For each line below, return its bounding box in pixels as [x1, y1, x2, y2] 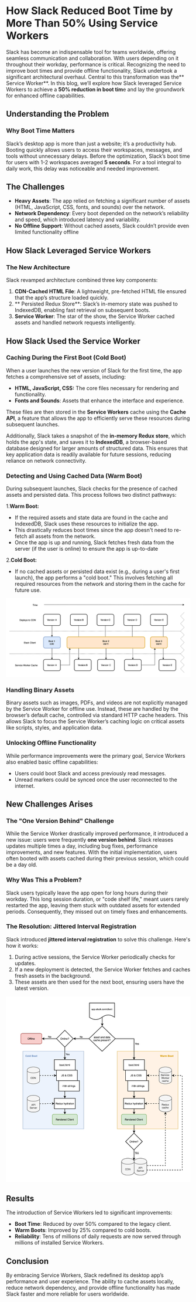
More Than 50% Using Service [6, 16, 158, 30]
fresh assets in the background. [14, 972, 92, 979]
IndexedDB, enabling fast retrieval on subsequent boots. [14, 307, 150, 314]
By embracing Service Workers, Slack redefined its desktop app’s [6, 1272, 164, 1279]
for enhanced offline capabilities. [6, 92, 86, 99]
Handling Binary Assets [6, 686, 75, 694]
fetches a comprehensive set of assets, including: [6, 373, 126, 380]
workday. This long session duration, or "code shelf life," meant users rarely [6, 896, 189, 903]
